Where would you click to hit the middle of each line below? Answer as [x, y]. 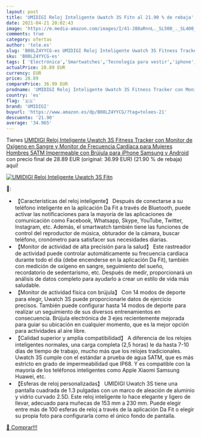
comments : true [25, 34]
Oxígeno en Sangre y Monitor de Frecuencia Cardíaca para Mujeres [89, 147]
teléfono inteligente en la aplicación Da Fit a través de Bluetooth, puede [103, 208]
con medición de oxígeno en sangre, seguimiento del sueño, [89, 266]
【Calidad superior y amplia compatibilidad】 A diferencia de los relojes [103, 338]
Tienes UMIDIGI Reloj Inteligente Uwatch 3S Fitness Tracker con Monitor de [99, 140]
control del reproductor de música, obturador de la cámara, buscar [97, 233]
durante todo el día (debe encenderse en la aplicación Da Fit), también [102, 260]
